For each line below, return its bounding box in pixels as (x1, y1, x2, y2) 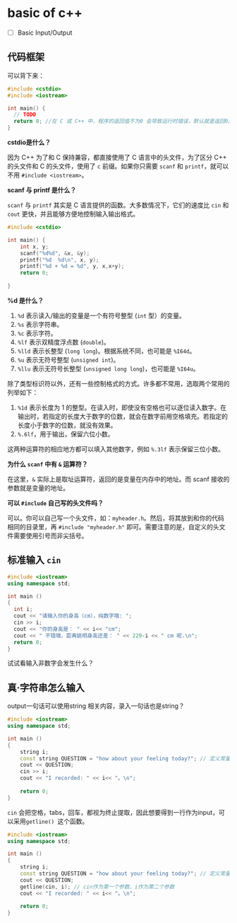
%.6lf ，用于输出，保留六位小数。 (17, 429, 114, 438)
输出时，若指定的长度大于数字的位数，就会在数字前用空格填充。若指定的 (17, 412, 228, 420)
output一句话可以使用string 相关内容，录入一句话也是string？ (7, 702, 185, 710)
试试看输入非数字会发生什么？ (7, 659, 94, 668)
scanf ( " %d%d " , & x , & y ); (20, 250, 90, 257)
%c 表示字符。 (17, 329, 58, 337)
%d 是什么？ (7, 296, 44, 305)
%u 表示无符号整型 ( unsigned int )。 (17, 355, 120, 364)
